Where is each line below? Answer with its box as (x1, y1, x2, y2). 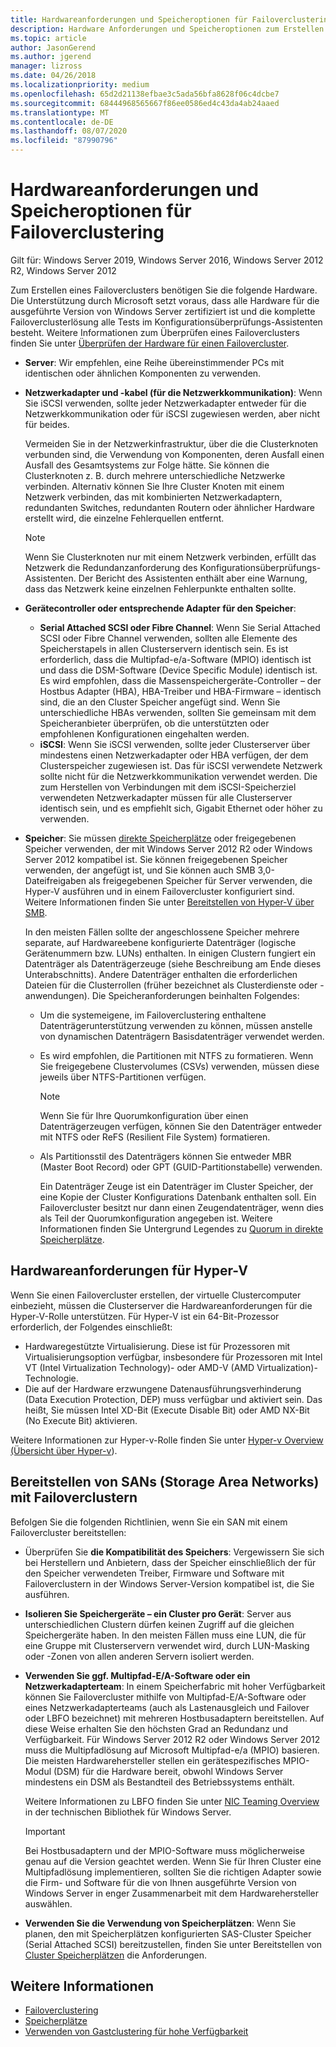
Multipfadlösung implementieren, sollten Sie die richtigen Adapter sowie (24, 1866, 322, 1878)
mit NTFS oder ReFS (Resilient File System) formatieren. (39, 1131, 271, 1143)
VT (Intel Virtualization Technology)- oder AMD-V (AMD (24, 1361, 255, 1373)
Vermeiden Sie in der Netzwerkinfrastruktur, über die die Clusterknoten (24, 437, 319, 450)
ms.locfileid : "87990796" (10, 136, 118, 146)
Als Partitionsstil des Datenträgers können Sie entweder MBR (39, 1150, 292, 1162)
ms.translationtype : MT (10, 107, 110, 118)
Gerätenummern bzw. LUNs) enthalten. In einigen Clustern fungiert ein (24, 947, 316, 959)
